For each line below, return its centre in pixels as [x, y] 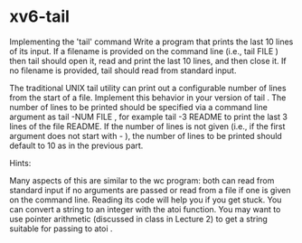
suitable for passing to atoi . [61, 229]
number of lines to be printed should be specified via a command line [139, 107]
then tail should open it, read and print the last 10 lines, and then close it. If [148, 61]
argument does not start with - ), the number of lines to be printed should [146, 136]
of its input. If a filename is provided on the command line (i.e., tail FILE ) [144, 51]
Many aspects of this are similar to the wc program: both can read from [142, 180]
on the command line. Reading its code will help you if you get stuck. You [146, 200]
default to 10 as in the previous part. [76, 145]
